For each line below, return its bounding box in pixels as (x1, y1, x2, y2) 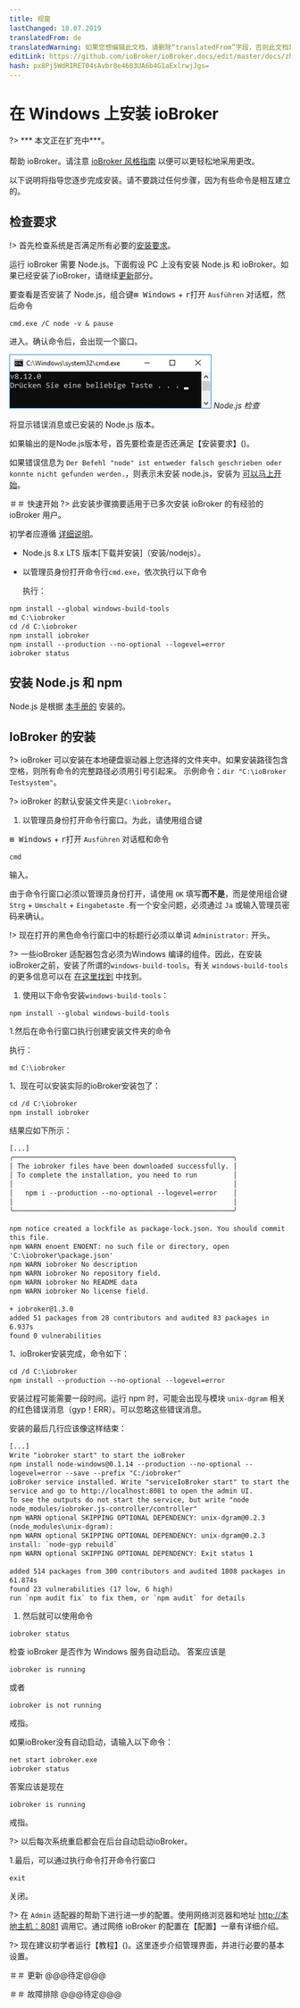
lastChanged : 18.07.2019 (9, 23, 102, 33)
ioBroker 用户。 (9, 509, 67, 520)
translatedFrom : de (9, 33, 82, 42)
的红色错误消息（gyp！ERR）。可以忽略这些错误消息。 (9, 1404, 207, 1415)
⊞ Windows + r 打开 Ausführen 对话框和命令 (9, 834, 170, 845)
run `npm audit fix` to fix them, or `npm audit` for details (9, 1594, 246, 1603)
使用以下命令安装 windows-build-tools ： (21, 990, 170, 1001)
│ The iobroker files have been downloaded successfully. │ (9, 1162, 238, 1171)
